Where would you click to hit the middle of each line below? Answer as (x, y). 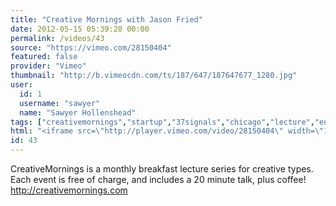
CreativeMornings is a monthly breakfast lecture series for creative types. (162, 169)
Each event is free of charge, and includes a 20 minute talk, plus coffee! (158, 179)
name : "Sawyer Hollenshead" (78, 112)
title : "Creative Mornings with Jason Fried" (106, 19)
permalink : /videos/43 (57, 38)
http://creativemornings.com (69, 190)
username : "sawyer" (60, 103)
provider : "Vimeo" (48, 66)
